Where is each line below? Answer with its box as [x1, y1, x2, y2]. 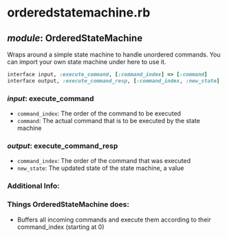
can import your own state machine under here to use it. [7, 58, 166, 66]
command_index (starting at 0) [17, 222, 105, 231]
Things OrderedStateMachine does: [7, 199, 129, 209]
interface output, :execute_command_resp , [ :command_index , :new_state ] [7, 77, 220, 84]
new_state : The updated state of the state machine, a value [17, 164, 184, 173]
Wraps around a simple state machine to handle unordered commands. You [7, 50, 221, 58]
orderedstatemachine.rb [7, 5, 151, 21]
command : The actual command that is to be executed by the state [17, 117, 201, 125]
